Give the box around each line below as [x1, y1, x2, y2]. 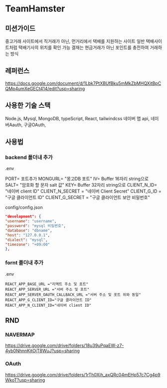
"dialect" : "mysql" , [5, 237, 48, 242]
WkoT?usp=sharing [5, 377, 45, 383]
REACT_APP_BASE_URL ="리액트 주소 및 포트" [5, 281, 89, 287]
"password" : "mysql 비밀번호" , [5, 223, 66, 228]
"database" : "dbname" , [5, 228, 52, 233]
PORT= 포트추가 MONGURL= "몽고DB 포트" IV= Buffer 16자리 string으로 [5, 176, 149, 182]
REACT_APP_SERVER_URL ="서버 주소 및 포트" [5, 287, 90, 292]
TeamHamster [5, 3, 65, 14]
